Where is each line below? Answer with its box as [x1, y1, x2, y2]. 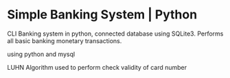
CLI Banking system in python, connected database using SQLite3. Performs [7, 29, 224, 38]
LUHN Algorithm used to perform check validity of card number [7, 63, 187, 71]
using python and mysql [7, 50, 76, 58]
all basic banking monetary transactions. [7, 36, 122, 44]
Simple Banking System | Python [7, 7, 198, 23]
